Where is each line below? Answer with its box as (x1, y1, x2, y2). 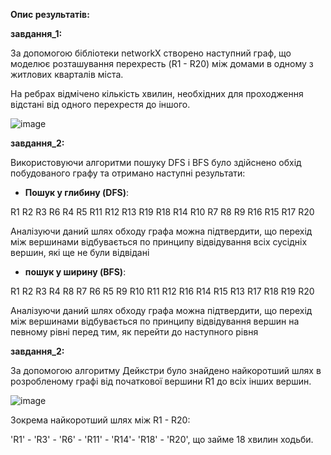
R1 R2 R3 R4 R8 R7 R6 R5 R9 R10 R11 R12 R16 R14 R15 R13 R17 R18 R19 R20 (10, 285, 315, 297)
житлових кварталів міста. (10, 69, 124, 80)
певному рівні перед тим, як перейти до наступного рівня (10, 326, 259, 338)
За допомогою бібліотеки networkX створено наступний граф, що (10, 47, 292, 59)
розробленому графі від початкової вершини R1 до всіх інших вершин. (10, 375, 312, 387)
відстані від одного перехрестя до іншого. (10, 99, 191, 110)
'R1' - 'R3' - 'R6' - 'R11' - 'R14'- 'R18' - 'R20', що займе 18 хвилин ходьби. (10, 434, 314, 445)
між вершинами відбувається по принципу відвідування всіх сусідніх (10, 236, 308, 248)
